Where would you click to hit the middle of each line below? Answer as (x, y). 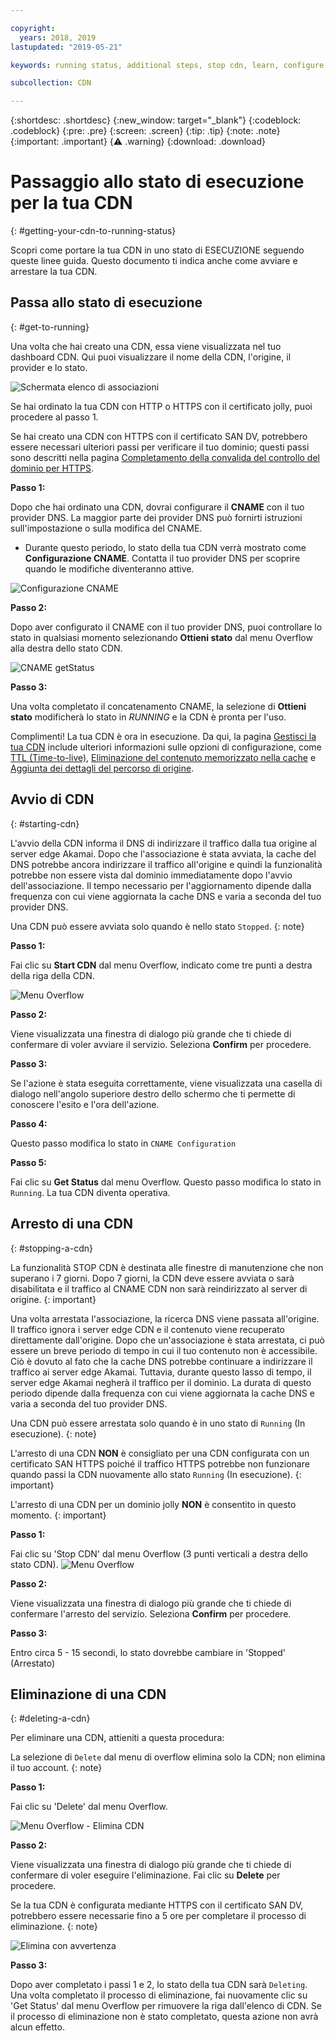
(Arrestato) (33, 1663)
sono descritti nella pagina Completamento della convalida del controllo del (165, 457)
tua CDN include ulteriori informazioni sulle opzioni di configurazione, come (166, 747)
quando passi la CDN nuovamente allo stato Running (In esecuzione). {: (156, 1474)
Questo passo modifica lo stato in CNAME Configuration (123, 1143)
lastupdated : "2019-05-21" (66, 47)
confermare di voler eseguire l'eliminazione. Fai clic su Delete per (145, 1875)
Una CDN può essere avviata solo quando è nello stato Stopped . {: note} (157, 926)
